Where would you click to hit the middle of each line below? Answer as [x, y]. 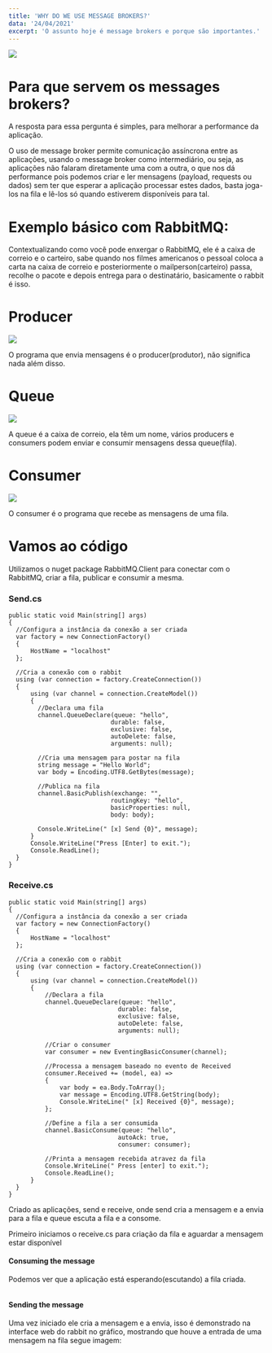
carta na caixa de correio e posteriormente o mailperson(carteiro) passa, [130, 267]
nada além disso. [37, 364]
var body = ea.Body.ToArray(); [112, 1088]
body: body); [132, 815]
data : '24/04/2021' [42, 24]
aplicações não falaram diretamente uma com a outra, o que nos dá [122, 169]
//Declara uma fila [71, 708]
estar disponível [35, 1242]
